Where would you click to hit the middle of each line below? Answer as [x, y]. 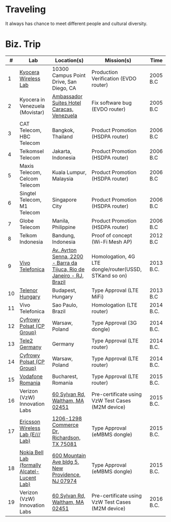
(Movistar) [32, 112]
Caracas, [63, 109]
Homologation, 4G [113, 256]
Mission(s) [118, 60]
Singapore [64, 200]
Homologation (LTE [114, 305]
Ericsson [30, 421]
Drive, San [65, 82]
